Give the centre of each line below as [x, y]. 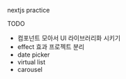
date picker [33, 55]
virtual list [31, 62]
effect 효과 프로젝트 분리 [51, 47]
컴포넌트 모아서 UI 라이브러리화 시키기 [69, 38]
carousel [30, 70]
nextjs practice [29, 10]
